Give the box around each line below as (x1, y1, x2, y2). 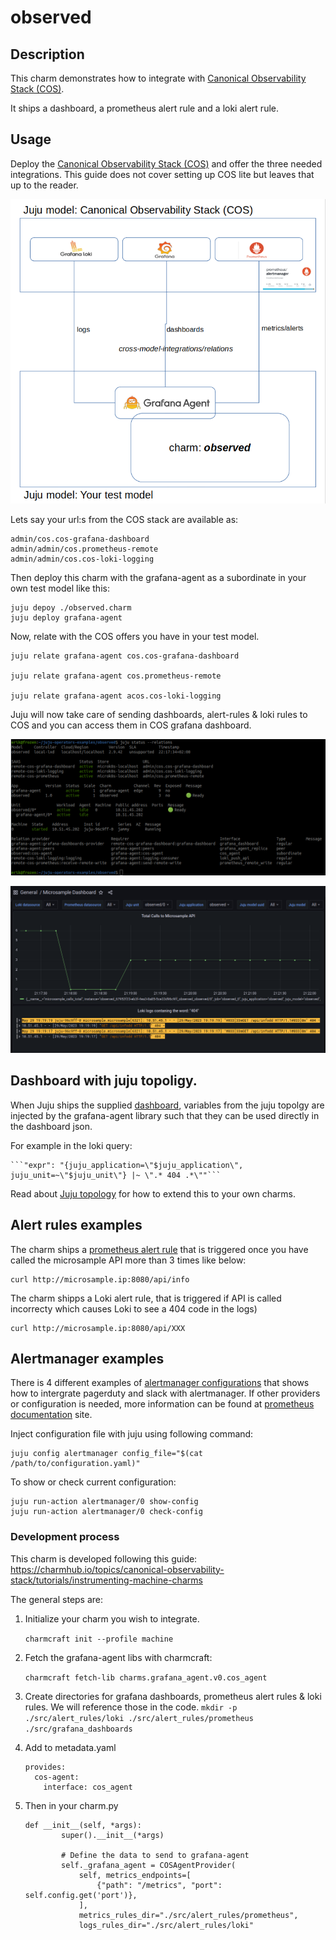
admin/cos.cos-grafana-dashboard (10, 534, 150, 545)
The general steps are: (10, 1593, 104, 1605)
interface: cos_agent (43, 1782, 133, 1792)
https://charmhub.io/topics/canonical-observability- (10, 1563, 225, 1575)
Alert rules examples (10, 1217, 143, 1234)
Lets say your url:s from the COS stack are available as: (10, 514, 239, 526)
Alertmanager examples (10, 1351, 165, 1368)
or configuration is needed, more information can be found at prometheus (10, 1398, 315, 1410)
